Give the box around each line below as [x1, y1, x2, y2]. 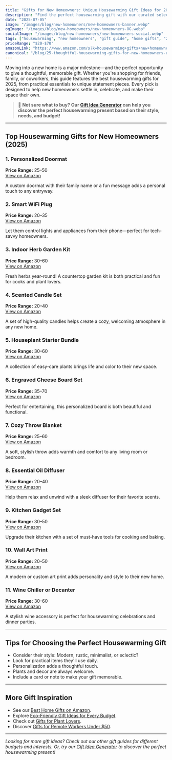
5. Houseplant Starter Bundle [5, 337, 79, 343]
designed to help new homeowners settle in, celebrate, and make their [5, 86, 154, 92]
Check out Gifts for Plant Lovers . [12, 718, 82, 724]
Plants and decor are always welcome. [12, 668, 95, 674]
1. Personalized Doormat [5, 155, 68, 162]
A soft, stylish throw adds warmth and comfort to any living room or [5, 448, 148, 455]
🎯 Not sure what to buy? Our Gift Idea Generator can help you [17, 101, 151, 108]
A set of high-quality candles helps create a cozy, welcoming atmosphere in [5, 318, 166, 324]
